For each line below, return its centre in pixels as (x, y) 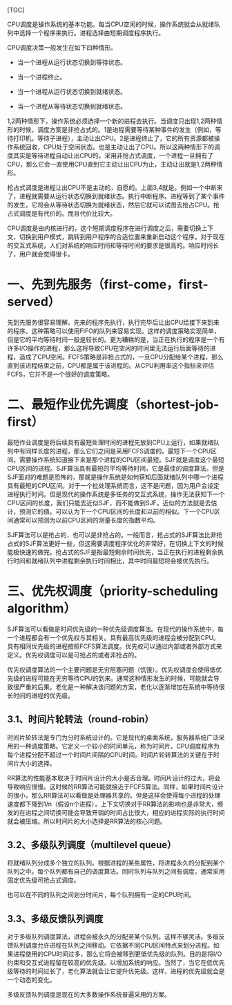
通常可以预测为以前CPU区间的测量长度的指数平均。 (86, 520)
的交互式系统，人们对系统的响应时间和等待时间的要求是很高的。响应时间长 (113, 245)
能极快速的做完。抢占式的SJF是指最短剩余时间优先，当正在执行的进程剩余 (113, 552)
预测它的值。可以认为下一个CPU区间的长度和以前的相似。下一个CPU (117, 511)
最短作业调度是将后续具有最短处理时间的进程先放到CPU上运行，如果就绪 (110, 442)
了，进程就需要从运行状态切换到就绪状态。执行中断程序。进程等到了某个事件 (116, 196)
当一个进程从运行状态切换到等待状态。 (71, 62)
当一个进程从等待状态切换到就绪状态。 (71, 106)
